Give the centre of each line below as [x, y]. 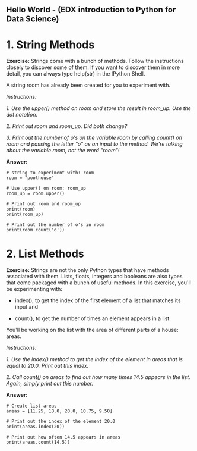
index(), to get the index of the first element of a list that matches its [98, 300]
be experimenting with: [34, 289]
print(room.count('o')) [36, 230]
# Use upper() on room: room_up [46, 189]
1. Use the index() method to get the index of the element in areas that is [94, 359]
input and [26, 307]
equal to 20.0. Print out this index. [47, 366]
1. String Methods [50, 45]
